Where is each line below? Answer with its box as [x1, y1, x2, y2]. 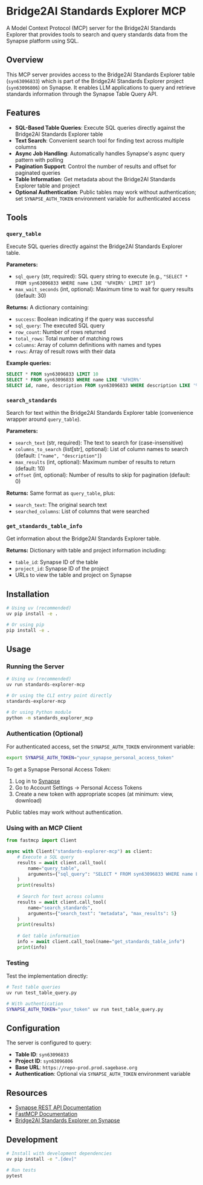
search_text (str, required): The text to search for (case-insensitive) [14, 439, 184, 446]
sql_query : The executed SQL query [14, 322, 105, 329]
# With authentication [6, 1001, 63, 1007]
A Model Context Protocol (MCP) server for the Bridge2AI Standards [6, 24, 176, 32]
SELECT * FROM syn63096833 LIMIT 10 [6, 371, 98, 377]
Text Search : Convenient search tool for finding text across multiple [14, 136, 184, 144]
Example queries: [6, 360, 51, 367]
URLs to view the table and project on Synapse [14, 571, 132, 579]
